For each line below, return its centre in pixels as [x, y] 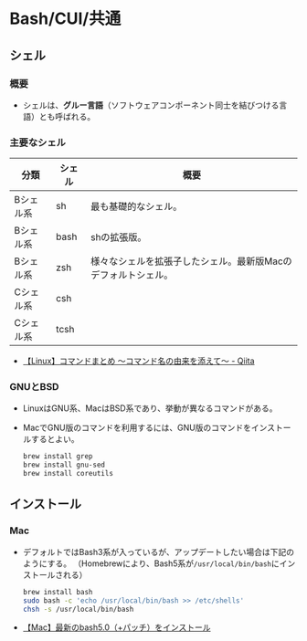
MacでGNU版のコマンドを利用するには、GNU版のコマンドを [137, 428]
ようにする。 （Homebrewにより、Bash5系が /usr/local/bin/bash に [151, 563]
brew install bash [58, 592]
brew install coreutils [68, 474]
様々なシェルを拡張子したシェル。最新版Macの [191, 261]
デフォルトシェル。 [132, 275]
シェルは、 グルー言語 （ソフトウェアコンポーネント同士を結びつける [151, 105]
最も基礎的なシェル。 [136, 206]
